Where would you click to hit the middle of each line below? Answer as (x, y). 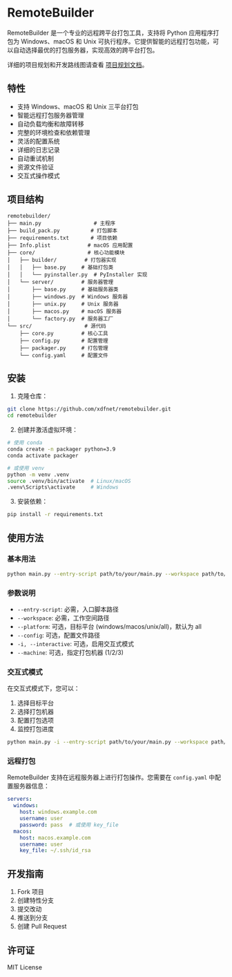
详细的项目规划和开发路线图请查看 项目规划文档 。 (78, 64)
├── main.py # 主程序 (61, 223)
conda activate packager (43, 455)
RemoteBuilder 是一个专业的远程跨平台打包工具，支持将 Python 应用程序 (110, 32)
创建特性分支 (35, 900)
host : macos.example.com (55, 837)
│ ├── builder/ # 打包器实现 (62, 260)
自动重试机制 (35, 158)
